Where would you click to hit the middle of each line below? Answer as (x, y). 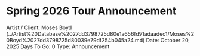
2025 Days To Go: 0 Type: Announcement (58, 46)
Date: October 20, (168, 40)
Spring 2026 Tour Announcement (91, 11)
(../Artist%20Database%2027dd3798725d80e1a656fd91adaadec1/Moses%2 (100, 33)
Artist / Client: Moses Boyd (39, 27)
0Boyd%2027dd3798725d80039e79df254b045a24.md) (76, 40)
